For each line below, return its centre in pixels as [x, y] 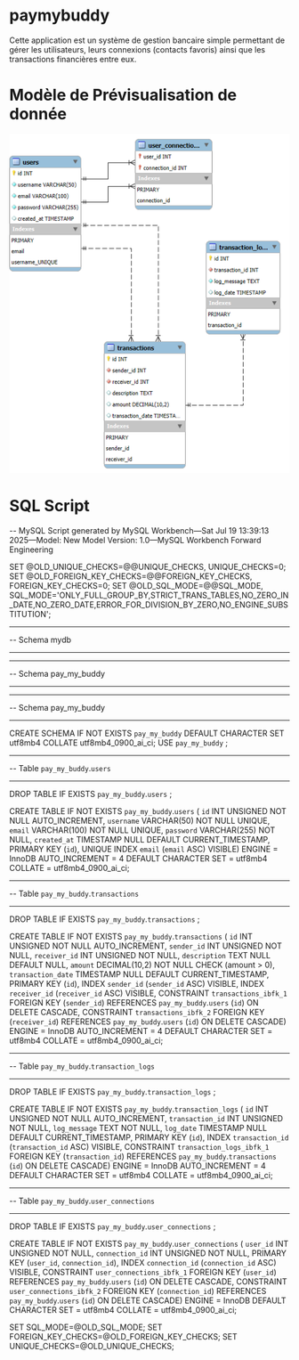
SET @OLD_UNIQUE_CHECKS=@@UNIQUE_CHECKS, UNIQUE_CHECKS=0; [148, 567]
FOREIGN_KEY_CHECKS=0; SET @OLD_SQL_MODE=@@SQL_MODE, [137, 586]
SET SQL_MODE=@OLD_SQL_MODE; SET [86, 1327]
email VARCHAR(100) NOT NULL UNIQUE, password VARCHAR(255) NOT [142, 830]
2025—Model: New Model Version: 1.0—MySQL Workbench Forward [135, 541]
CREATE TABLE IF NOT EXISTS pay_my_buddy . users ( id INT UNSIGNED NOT [148, 811]
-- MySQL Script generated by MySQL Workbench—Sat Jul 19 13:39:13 [139, 531]
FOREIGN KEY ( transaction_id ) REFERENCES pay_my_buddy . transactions [143, 1156]
